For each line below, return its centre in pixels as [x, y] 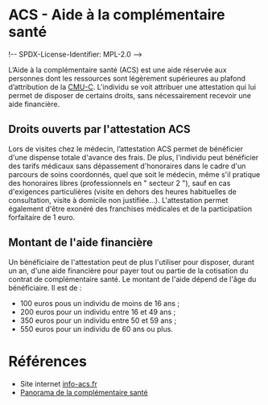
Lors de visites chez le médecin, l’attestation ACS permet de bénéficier [126, 149]
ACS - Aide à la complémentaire [117, 15]
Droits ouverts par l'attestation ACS [99, 129]
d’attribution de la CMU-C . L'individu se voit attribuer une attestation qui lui [132, 87]
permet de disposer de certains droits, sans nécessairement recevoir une [130, 95]
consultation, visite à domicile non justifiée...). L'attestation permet [118, 200]
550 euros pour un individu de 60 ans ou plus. [96, 329]
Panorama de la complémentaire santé [84, 392]
